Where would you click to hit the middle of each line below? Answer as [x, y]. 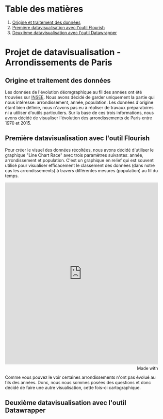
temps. [12, 176]
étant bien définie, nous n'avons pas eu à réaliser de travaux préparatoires [79, 107]
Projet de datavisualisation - [63, 52]
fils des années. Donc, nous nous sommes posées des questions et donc [78, 382]
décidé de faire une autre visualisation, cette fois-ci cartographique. [73, 387]
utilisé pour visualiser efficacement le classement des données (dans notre [80, 165]
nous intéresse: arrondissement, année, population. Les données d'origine [79, 102]
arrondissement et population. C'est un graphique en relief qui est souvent [79, 160]
